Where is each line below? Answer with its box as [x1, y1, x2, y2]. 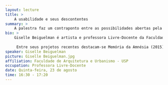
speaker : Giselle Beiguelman [5, 49, 66, 54]
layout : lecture [5, 7, 39, 12]
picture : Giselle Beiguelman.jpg [5, 53, 75, 59]
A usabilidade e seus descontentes [14, 16, 88, 21]
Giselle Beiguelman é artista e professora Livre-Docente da [14, 35, 144, 40]
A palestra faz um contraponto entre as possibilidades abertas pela [14, 26, 162, 31]
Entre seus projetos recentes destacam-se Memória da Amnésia [16, 44, 149, 49]
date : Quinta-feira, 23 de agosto [5, 68, 77, 73]
